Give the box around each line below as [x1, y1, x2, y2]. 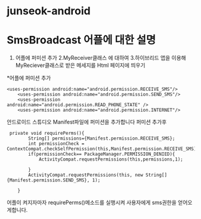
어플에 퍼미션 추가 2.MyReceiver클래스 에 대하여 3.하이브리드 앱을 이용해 [15, 54, 187, 61]
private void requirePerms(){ [9, 130, 85, 137]
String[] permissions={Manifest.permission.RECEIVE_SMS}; [28, 135, 175, 141]
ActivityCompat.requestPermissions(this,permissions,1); [38, 156, 184, 162]
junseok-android [7, 4, 91, 18]
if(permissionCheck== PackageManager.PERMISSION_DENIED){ [28, 151, 175, 158]
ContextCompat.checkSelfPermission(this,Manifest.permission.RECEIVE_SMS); [7, 146, 199, 152]
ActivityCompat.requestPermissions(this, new [28, 172, 144, 178]
